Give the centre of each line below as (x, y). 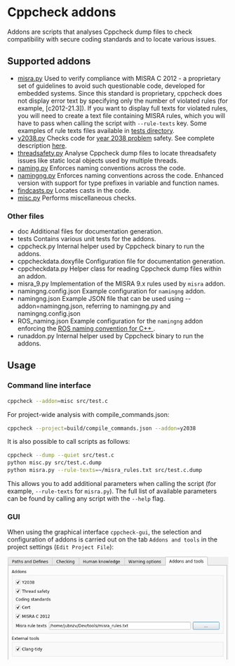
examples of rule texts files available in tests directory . (96, 130)
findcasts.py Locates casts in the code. (74, 190)
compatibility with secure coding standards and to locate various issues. (112, 39)
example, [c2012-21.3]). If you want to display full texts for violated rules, (122, 108)
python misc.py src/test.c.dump (54, 463)
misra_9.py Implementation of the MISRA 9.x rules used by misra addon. (121, 284)
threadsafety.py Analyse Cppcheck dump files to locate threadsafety (117, 153)
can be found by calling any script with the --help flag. (86, 499)
